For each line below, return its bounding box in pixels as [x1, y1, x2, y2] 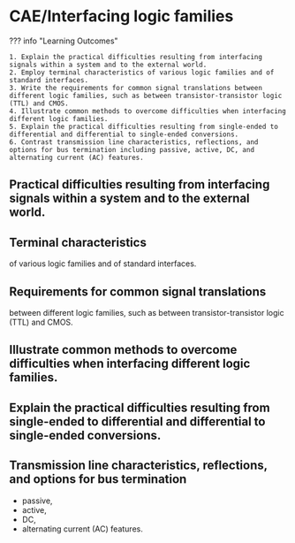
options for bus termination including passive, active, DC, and [9, 145, 254, 154]
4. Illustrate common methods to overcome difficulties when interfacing [9, 106, 287, 116]
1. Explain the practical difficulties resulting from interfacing [9, 52, 263, 61]
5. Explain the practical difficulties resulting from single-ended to [9, 122, 278, 131]
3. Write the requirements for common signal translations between [9, 83, 263, 92]
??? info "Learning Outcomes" [9, 35, 118, 46]
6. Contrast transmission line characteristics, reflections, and [9, 137, 259, 147]
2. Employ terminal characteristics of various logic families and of [9, 68, 275, 77]
